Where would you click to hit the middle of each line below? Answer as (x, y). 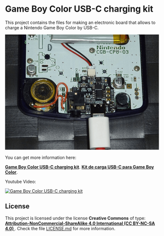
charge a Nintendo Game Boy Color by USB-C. (52, 27)
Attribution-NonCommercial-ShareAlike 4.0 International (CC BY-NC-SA (80, 223)
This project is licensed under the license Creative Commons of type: (75, 218)
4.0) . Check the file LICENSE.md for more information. (60, 228)
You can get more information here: (41, 157)
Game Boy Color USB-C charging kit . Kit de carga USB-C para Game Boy (80, 167)
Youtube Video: (20, 181)
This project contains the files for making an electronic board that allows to (80, 22)
